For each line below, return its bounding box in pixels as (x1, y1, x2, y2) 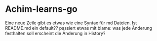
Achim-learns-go (5, 3, 78, 15)
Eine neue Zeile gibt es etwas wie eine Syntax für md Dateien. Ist (5, 20, 137, 26)
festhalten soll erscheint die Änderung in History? (5, 30, 106, 36)
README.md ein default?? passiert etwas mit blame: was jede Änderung (5, 25, 152, 31)
